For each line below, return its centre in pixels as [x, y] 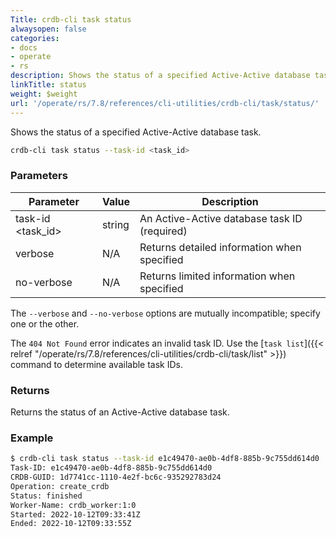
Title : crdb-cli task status [71, 19]
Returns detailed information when [220, 247]
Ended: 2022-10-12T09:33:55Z [71, 524]
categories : [35, 38]
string [115, 224]
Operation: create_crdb [60, 486]
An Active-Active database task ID [221, 218]
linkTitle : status [48, 85]
